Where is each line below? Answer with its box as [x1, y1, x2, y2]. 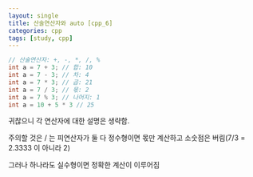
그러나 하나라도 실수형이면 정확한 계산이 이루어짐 [8, 160, 160, 170]
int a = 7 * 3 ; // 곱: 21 [8, 78, 93, 86]
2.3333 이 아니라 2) [8, 143, 70, 153]
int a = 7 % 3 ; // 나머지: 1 [8, 93, 101, 101]
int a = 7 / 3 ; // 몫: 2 [8, 86, 89, 94]
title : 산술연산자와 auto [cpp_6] [8, 19, 113, 27]
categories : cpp [8, 26, 62, 34]
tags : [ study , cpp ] [8, 34, 73, 42]
